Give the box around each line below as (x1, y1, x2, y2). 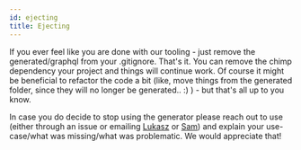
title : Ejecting (9, 22, 70, 31)
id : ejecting (9, 13, 58, 22)
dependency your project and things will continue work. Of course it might (9, 65, 285, 76)
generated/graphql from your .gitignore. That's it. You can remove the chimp (9, 56, 292, 66)
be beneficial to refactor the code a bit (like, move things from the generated (9, 75, 293, 85)
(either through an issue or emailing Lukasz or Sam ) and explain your (9, 120, 265, 131)
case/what (9, 130, 49, 141)
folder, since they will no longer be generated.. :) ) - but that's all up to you (9, 84, 285, 95)
